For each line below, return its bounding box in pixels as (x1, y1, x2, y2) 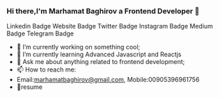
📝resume (16, 83, 43, 91)
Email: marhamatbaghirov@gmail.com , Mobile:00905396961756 (16, 76, 200, 84)
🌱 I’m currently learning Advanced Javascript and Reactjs (16, 50, 182, 58)
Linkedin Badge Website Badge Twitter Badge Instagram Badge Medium (6, 22, 214, 31)
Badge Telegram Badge (6, 29, 74, 38)
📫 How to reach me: (16, 65, 77, 74)
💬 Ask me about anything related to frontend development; (16, 58, 185, 66)
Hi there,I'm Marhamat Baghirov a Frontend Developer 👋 (6, 6, 200, 16)
